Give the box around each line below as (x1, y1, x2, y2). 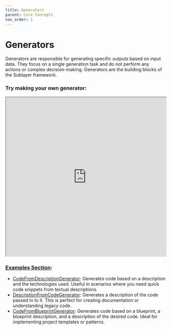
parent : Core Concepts (5, 12, 53, 17)
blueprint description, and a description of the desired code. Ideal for (12, 313, 158, 319)
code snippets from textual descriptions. (12, 286, 98, 292)
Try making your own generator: (5, 85, 87, 92)
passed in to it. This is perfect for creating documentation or (12, 297, 139, 303)
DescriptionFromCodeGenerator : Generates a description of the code (12, 291, 159, 298)
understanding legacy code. (12, 302, 72, 309)
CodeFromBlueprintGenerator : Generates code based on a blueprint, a (12, 308, 160, 314)
